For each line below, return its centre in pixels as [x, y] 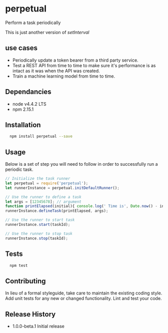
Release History [30, 314]
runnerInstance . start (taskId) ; [38, 225]
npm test [19, 265]
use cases [21, 48]
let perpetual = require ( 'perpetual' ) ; [47, 183]
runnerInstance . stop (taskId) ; [37, 238]
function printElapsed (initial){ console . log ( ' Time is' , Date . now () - [81, 206]
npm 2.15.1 [23, 109]
